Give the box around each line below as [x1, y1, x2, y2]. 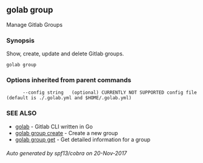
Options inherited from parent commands [6, 76, 132, 85]
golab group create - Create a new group [15, 129, 119, 136]
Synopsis [6, 36, 35, 44]
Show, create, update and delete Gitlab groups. [6, 50, 125, 57]
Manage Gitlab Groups [6, 21, 63, 28]
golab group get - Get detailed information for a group [15, 136, 151, 143]
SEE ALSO [6, 109, 37, 117]
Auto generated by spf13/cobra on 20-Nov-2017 [6, 150, 128, 157]
